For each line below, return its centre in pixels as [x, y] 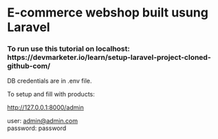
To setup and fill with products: [51, 94]
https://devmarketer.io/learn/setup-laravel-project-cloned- [109, 58]
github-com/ [29, 66]
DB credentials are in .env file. [50, 81]
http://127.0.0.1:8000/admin [45, 107]
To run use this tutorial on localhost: [69, 49]
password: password [37, 128]
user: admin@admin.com [43, 121]
